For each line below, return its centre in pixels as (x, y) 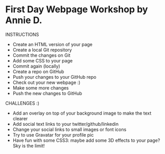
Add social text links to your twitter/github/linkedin (66, 124)
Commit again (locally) (36, 66)
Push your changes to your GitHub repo (54, 77)
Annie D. (24, 20)
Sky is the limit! (29, 146)
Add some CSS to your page (43, 60)
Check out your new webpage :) (46, 82)
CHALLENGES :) (22, 103)
